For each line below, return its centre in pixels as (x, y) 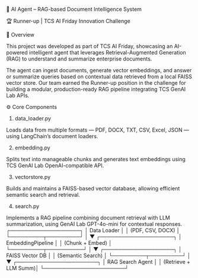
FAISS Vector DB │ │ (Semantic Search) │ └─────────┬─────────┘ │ (98, 255)
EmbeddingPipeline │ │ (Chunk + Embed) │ (59, 243)
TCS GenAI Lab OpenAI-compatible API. (55, 165)
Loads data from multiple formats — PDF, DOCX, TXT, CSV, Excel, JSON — (98, 130)
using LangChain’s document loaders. (52, 136)
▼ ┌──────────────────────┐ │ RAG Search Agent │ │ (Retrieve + (98, 262)
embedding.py (32, 148)
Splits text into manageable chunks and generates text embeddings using (96, 159)
